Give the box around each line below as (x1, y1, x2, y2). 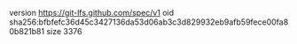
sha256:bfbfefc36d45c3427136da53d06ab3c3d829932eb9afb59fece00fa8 (9, 17, 289, 27)
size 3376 (46, 26, 82, 36)
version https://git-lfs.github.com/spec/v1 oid (9, 8, 175, 18)
